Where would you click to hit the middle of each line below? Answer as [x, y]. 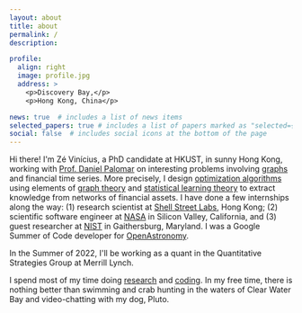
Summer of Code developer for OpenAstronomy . [99, 236]
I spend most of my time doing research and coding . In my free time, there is [151, 281]
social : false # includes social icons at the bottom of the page [138, 134]
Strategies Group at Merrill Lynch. [72, 263]
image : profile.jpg [54, 76]
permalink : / [34, 34]
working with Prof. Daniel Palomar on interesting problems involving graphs [149, 169]
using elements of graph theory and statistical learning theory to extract [142, 188]
